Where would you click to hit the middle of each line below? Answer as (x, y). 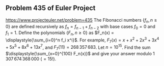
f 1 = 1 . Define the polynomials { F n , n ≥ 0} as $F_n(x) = (60, 33)
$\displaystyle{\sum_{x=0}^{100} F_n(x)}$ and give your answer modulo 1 (80, 54)
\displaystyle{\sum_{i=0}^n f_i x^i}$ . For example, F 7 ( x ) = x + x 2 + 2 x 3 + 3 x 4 (82, 40)
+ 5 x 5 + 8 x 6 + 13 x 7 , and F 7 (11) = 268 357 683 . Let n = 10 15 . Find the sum (78, 47)
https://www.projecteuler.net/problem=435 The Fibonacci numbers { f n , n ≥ (82, 20)
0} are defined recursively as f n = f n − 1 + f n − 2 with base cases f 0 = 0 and (81, 27)
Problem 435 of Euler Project (51, 8)
